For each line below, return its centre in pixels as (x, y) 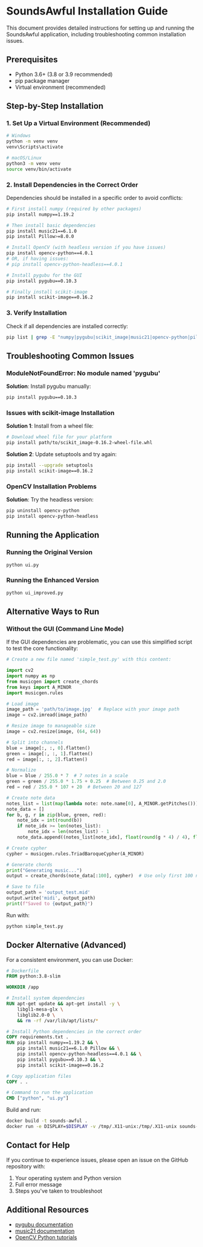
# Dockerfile (23, 971)
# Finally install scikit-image (47, 292)
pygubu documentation (44, 1224)
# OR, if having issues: (37, 259)
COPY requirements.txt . (37, 1037)
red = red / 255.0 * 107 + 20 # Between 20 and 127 (74, 787)
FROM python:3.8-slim (34, 976)
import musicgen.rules (35, 693)
